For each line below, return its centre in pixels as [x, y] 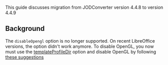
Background [25, 29]
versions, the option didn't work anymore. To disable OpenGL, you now [79, 46]
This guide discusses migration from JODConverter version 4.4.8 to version [84, 7]
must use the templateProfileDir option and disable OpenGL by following [81, 52]
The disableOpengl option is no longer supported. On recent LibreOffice [80, 41]
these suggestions [25, 57]
